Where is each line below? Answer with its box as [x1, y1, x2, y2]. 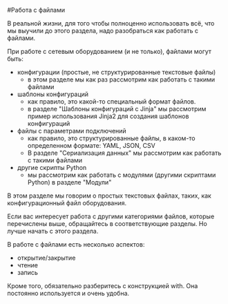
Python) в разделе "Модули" [27, 178, 112, 186]
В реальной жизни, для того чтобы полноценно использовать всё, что [7, 19, 215, 27]
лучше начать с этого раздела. [7, 227, 99, 235]
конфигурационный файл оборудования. [7, 199, 126, 207]
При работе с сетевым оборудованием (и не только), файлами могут [7, 48, 212, 55]
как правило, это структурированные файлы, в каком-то [27, 134, 196, 142]
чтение [17, 261, 39, 269]
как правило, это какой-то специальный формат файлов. [27, 97, 196, 106]
